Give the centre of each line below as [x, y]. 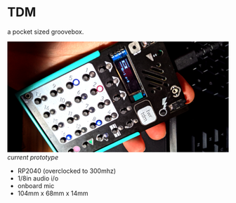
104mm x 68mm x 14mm [53, 193]
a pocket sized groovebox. [46, 32]
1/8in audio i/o [38, 178]
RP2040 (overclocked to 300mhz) [67, 171]
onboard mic [36, 185]
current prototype [33, 157]
